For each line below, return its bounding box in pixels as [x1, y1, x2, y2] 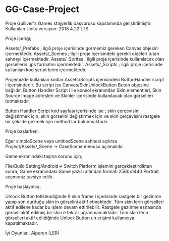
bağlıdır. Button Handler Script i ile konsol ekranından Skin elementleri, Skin [5, 87, 161, 93]
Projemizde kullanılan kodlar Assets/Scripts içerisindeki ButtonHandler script [5, 76, 164, 82]
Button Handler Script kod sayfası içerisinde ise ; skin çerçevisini [5, 108, 140, 114]
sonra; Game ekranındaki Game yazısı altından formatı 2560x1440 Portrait [5, 168, 159, 174]
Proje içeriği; [5, 35, 32, 41]
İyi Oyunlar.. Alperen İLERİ [5, 230, 59, 236]
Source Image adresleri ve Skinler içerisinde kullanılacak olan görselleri [5, 92, 153, 99]
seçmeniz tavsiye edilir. [5, 173, 54, 180]
